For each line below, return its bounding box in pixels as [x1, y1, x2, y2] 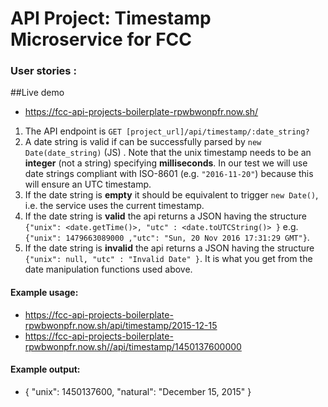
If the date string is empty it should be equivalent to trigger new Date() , [24, 189, 319, 201]
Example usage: [10, 287, 79, 299]
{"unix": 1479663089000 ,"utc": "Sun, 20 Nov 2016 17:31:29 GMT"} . [24, 232, 310, 244]
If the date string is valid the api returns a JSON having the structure [24, 210, 307, 222]
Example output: [10, 363, 81, 376]
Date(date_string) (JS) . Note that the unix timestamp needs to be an [24, 147, 312, 159]
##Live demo [10, 87, 65, 99]
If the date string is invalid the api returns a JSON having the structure [24, 242, 315, 254]
